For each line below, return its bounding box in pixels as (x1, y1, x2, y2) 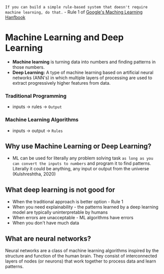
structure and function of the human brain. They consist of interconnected (5, 253, 158, 259)
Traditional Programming (5, 92, 67, 99)
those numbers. (12, 64, 45, 70)
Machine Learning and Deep (5, 32, 124, 43)
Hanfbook (5, 14, 26, 20)
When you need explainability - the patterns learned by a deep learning (12, 204, 159, 210)
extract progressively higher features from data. (12, 80, 111, 86)
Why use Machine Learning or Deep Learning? (5, 142, 152, 150)
